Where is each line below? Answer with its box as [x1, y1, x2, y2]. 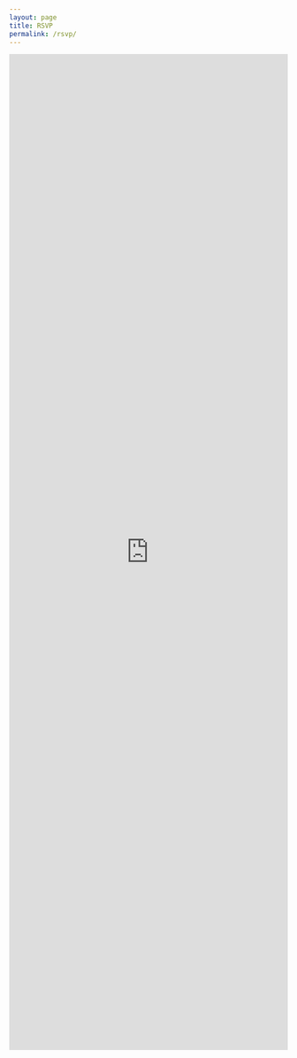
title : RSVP [9, 21, 53, 30]
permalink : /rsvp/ [9, 29, 77, 38]
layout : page [9, 12, 57, 22]
